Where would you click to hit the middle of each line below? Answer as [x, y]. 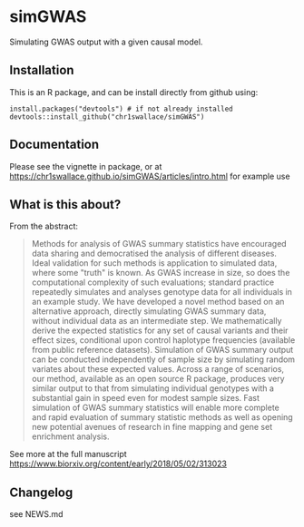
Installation [42, 70]
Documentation [54, 145]
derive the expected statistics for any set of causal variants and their [160, 331]
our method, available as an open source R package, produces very [158, 379]
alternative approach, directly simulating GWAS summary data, [149, 311]
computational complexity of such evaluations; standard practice [153, 282]
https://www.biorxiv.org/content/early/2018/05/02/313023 [118, 464]
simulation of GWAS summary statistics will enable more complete [155, 408]
